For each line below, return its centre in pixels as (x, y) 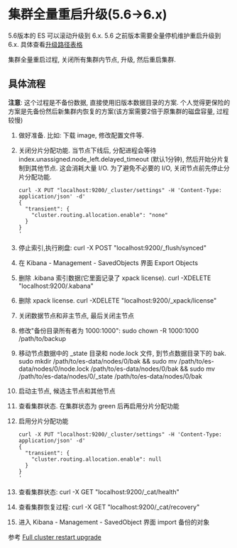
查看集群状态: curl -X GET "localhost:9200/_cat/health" (99, 492)
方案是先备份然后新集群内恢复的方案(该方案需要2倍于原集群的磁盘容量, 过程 (118, 111)
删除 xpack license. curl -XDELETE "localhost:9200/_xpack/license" (117, 300)
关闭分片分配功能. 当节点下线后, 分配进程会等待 (87, 150)
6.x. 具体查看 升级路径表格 (45, 44)
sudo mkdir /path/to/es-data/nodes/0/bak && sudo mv (98, 361)
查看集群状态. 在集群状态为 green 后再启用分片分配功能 (99, 406)
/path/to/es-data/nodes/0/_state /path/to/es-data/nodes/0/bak (110, 376)
